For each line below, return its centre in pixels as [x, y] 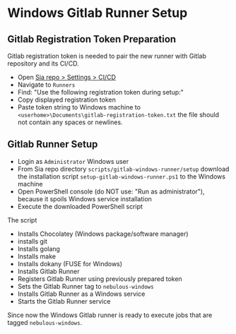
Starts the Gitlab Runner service [64, 301]
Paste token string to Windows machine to [79, 107]
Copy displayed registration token [67, 100]
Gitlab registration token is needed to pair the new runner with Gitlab [107, 56]
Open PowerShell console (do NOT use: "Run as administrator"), [111, 191]
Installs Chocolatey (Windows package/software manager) [103, 234]
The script [22, 220]
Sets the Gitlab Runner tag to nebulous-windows [85, 286]
